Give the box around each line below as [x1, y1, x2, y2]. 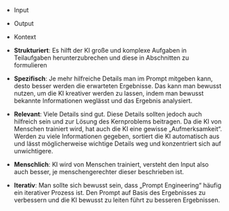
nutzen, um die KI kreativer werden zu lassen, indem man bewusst [13, 90, 204, 97]
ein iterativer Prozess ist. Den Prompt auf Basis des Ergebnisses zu [13, 189, 206, 196]
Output [13, 19, 34, 27]
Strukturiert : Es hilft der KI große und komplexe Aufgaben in [13, 47, 187, 54]
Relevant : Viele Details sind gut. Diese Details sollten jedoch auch [13, 110, 203, 118]
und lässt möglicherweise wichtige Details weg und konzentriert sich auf [13, 140, 221, 148]
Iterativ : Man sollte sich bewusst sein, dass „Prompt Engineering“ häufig [13, 181, 222, 189]
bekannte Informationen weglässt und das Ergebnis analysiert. [13, 96, 193, 105]
